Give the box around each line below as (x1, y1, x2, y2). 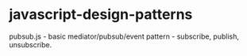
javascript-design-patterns (9, 6, 193, 24)
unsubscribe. (9, 39, 52, 49)
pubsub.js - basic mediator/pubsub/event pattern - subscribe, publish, (9, 32, 240, 41)
